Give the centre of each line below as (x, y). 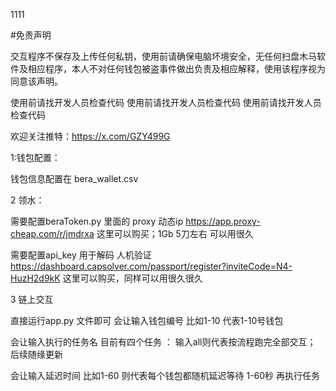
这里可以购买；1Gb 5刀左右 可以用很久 (175, 233)
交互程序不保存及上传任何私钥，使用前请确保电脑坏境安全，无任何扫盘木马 (163, 56)
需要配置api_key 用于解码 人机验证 (81, 255)
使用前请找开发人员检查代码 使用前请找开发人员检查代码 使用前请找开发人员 (166, 102)
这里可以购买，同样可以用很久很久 (132, 278)
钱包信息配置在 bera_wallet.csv (74, 178)
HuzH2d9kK (35, 278)
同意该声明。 (36, 81)
